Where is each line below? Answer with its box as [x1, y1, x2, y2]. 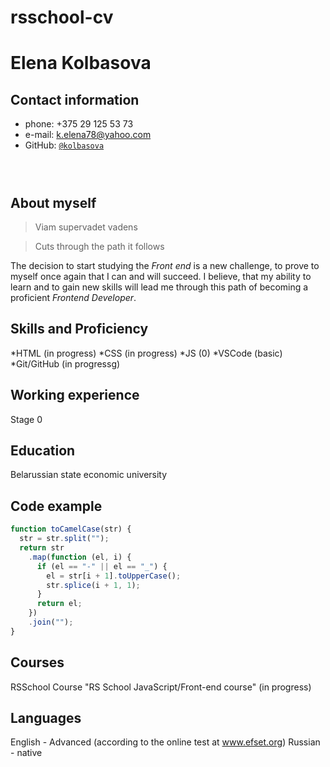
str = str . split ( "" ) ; [19, 534, 110, 544]
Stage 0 [10, 413, 43, 425]
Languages [10, 709, 82, 726]
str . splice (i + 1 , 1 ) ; [46, 580, 141, 590]
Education [10, 442, 76, 460]
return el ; [36, 599, 83, 609]
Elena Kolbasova [10, 52, 152, 75]
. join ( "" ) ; [28, 617, 74, 627]
